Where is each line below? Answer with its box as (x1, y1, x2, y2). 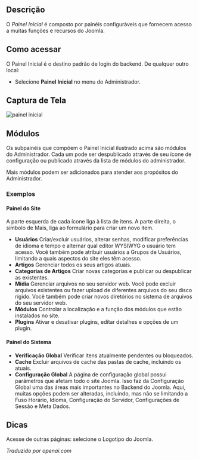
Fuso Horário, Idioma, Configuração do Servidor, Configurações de (14, 396, 180, 403)
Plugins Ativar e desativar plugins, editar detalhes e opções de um (14, 318, 179, 326)
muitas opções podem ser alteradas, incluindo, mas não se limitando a (14, 390, 188, 397)
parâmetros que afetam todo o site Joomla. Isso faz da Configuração (14, 377, 184, 384)
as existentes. (14, 274, 49, 281)
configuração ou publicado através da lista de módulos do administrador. (6, 157, 186, 164)
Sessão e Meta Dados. (14, 403, 70, 410)
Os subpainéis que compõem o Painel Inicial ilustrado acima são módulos (6, 145, 186, 152)
